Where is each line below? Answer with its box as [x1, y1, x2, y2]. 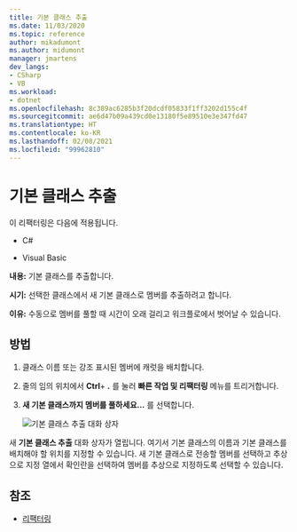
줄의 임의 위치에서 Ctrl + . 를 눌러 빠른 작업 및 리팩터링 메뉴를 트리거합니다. [21, 381, 279, 392]
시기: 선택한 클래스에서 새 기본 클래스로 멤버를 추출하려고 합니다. [9, 290, 232, 300]
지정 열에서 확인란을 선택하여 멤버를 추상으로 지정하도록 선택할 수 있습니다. [25, 459, 284, 471]
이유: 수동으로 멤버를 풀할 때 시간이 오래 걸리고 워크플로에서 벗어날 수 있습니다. [9, 308, 281, 319]
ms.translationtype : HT [9, 121, 98, 130]
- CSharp [9, 71, 42, 80]
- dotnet [9, 95, 42, 105]
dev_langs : [9, 63, 50, 72]
